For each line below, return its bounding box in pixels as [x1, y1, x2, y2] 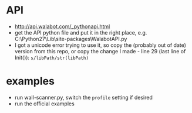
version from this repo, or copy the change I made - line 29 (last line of [14, 47, 186, 54]
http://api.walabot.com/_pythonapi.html [14, 23, 110, 30]
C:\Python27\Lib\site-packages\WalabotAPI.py [14, 35, 127, 42]
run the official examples [14, 100, 75, 107]
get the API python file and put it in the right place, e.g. [14, 29, 147, 36]
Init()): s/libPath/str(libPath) [14, 54, 89, 61]
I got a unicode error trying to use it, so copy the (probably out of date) [14, 42, 187, 49]
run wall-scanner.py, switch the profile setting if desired [14, 94, 153, 101]
